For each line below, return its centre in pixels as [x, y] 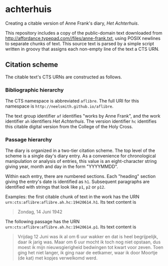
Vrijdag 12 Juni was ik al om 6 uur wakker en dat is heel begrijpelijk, [88, 237]
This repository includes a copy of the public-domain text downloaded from [84, 33]
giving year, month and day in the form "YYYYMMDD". [62, 166]
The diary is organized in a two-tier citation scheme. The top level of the [80, 151]
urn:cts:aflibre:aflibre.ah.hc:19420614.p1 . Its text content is [71, 227]
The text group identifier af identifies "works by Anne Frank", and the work [83, 116]
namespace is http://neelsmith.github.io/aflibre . [59, 106]
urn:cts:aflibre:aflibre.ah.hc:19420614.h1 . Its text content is [71, 202]
